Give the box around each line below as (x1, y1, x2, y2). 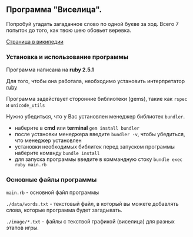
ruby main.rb (14, 162, 47, 168)
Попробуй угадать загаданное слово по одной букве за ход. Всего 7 (6, 20, 179, 27)
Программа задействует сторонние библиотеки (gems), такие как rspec (6, 96, 188, 103)
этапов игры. (6, 224, 39, 232)
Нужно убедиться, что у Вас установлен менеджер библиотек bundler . (6, 113, 185, 120)
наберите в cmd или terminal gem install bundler (14, 124, 140, 131)
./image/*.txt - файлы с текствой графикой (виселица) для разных (6, 218, 175, 225)
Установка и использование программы (6, 52, 128, 61)
